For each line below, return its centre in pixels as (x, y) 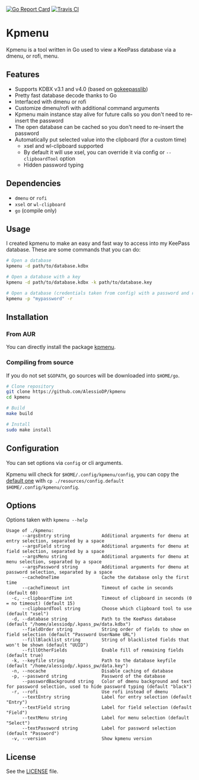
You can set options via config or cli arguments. (65, 463)
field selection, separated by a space (55, 552)
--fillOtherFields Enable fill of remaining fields (103, 650)
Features (23, 75)
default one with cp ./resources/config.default (65, 480)
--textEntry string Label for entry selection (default (107, 697)
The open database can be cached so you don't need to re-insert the (99, 127)
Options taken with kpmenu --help (47, 520)
